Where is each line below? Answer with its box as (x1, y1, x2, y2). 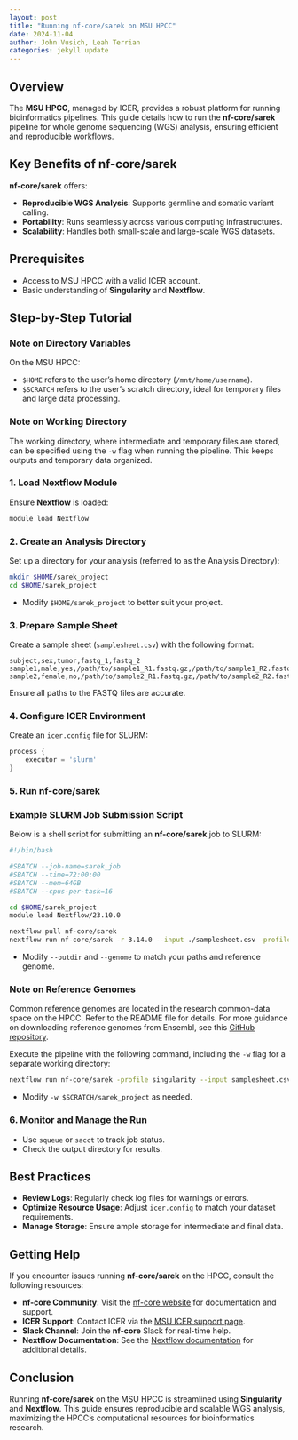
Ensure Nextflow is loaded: (9, 497, 109, 508)
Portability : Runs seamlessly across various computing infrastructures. (21, 216, 283, 227)
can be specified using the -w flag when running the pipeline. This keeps (9, 445, 274, 456)
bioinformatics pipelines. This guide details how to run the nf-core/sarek (9, 112, 276, 123)
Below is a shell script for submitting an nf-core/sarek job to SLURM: (9, 828, 262, 840)
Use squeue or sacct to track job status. (21, 1134, 166, 1145)
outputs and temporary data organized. (9, 454, 153, 465)
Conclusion (9, 1370, 74, 1385)
